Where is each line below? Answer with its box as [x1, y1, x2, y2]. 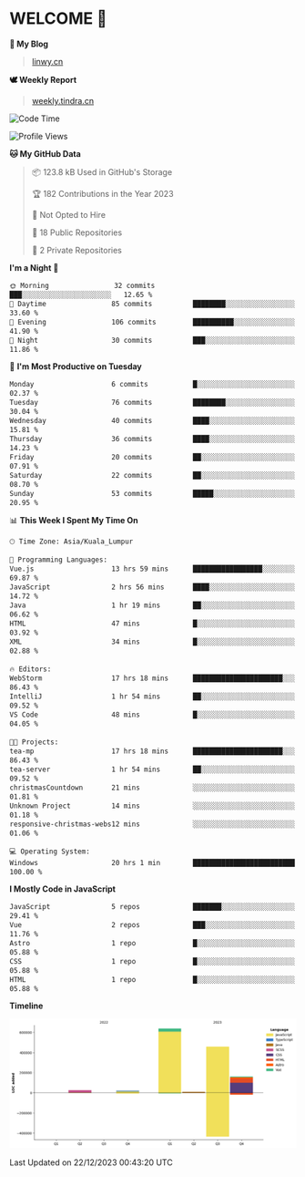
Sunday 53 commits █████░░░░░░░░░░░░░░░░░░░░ [9, 489, 296, 498]
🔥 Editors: [9, 665, 52, 674]
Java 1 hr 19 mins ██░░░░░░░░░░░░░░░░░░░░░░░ [9, 601, 296, 610]
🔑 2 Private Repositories [31, 244, 123, 255]
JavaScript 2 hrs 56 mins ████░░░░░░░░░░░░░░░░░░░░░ [9, 583, 296, 592]
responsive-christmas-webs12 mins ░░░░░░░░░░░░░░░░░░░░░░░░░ [9, 820, 296, 829]
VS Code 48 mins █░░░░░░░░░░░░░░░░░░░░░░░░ [9, 710, 296, 719]
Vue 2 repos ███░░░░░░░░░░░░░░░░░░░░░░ [9, 920, 296, 929]
